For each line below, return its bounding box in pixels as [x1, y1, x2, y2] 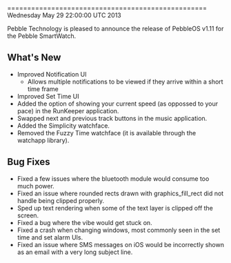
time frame [27, 84, 59, 93]
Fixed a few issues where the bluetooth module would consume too [17, 174, 210, 183]
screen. [17, 211, 39, 220]
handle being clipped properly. [17, 196, 105, 204]
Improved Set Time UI [17, 92, 79, 100]
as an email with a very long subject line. [17, 248, 133, 256]
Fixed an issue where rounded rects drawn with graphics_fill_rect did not [17, 189, 224, 197]
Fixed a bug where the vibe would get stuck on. [17, 218, 153, 226]
